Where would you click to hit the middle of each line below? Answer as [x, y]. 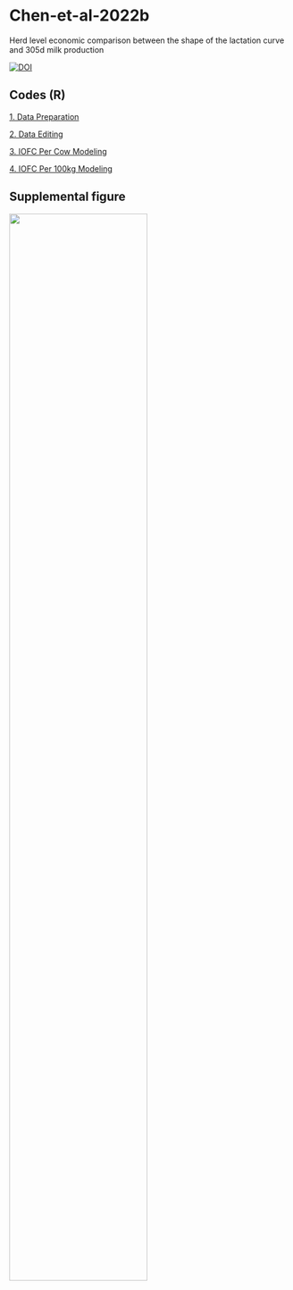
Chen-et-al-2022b [80, 16]
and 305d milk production [57, 49]
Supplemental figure [68, 197]
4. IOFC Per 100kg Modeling [61, 168]
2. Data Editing [37, 134]
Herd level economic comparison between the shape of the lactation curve [147, 40]
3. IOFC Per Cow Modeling [58, 151]
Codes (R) [38, 95]
